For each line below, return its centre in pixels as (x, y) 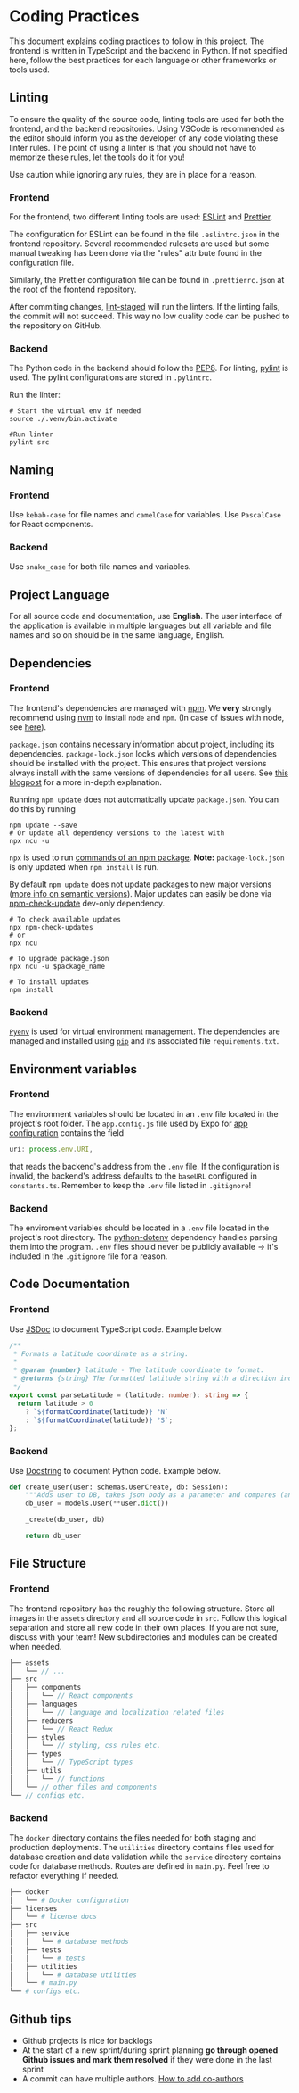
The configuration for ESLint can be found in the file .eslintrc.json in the (145, 235)
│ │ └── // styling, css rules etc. (85, 1746)
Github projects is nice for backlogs (87, 2041)
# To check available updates (65, 919)
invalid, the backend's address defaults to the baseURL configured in (133, 1176)
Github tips (40, 2019)
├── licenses (33, 1908)
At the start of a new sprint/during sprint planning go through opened (150, 2050)
